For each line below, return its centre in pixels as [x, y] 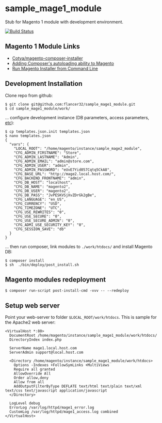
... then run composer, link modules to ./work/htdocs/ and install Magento [79, 246]
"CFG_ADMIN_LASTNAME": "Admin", [46, 157]
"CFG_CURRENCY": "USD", [38, 204]
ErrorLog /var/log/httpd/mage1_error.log [52, 407]
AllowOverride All [32, 374]
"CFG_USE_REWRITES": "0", [40, 212]
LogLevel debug [25, 403]
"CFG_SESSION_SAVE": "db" [40, 229]
